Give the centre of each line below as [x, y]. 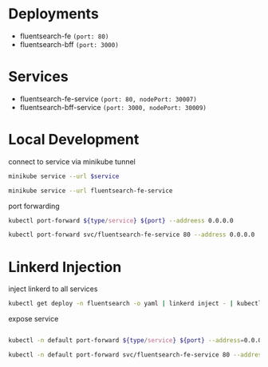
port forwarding [34, 206]
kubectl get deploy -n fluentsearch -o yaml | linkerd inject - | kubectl [135, 304]
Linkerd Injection [65, 267]
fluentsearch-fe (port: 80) [64, 36]
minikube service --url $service [64, 176]
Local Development [74, 140]
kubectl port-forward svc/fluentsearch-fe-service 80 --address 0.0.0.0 [132, 235]
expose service [33, 319]
